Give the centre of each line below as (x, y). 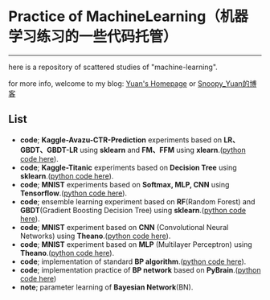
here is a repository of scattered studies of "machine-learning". (113, 67)
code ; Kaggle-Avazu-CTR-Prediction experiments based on (121, 140)
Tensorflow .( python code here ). (73, 193)
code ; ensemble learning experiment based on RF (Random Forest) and (137, 201)
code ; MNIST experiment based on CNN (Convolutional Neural (124, 227)
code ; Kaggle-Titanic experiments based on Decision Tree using (128, 167)
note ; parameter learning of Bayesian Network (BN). (106, 287)
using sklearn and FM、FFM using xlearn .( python (163, 150)
